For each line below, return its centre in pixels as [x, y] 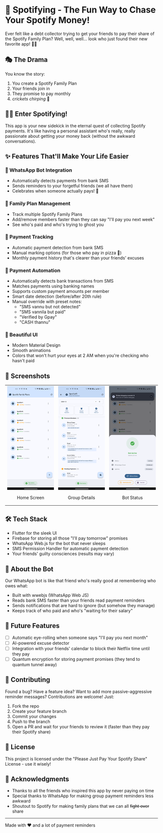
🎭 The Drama [26, 60]
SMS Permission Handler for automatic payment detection [70, 549]
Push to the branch [31, 721]
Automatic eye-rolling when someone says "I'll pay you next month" [80, 638]
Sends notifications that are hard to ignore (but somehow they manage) [83, 605]
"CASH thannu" [35, 322]
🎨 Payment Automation [33, 270]
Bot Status [132, 497]
